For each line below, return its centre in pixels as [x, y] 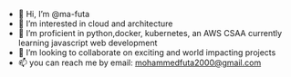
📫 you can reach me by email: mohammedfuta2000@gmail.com [140, 63]
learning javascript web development [88, 43]
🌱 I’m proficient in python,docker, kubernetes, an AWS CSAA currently [150, 33]
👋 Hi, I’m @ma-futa [54, 14]
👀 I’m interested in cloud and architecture [95, 24]
